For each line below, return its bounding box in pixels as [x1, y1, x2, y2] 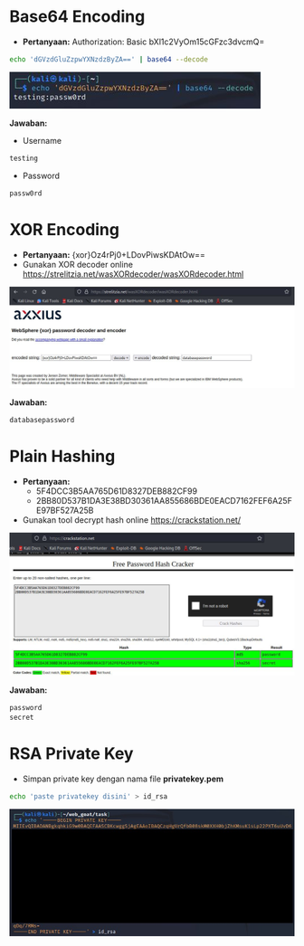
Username [22, 135, 62, 146]
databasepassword [9, 416, 75, 425]
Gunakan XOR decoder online [22, 259, 134, 270]
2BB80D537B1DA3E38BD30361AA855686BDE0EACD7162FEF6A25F [35, 495, 292, 506]
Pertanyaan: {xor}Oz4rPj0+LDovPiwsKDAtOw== [22, 249, 206, 260]
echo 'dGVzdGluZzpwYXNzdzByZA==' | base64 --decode [9, 54, 208, 64]
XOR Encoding [9, 219, 120, 240]
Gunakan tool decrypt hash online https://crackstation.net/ [22, 514, 242, 525]
